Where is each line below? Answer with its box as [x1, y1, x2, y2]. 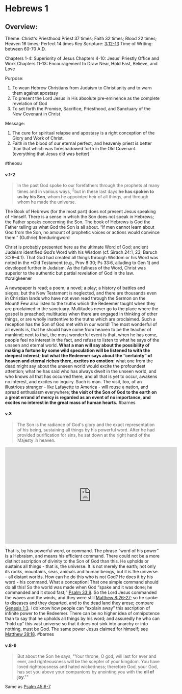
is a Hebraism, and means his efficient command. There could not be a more [5, 553, 160, 559]
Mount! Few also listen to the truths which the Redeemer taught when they [5, 300, 156, 306]
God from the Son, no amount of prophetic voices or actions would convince [5, 229, 160, 235]
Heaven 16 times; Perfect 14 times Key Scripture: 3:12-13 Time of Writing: [5, 41, 153, 47]
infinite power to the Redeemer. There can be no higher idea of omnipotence [5, 611, 160, 616]
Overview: [5, 23, 38, 31]
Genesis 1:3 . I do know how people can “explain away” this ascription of [5, 605, 151, 611]
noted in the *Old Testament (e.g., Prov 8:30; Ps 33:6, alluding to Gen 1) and [5, 260, 159, 266]
